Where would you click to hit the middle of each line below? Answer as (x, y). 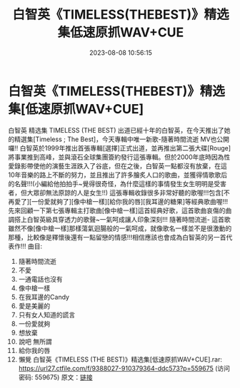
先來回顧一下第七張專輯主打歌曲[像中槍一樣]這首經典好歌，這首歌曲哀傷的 (117, 210)
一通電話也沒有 (40, 279)
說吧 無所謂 (35, 341)
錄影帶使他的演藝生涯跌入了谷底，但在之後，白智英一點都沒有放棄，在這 (120, 165)
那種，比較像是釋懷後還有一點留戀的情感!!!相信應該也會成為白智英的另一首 (117, 237)
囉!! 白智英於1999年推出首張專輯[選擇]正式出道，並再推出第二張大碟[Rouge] (120, 148)
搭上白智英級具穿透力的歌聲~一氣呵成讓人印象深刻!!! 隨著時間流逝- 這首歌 (122, 219)
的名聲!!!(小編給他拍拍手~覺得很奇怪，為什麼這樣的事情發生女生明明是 (111, 183)
